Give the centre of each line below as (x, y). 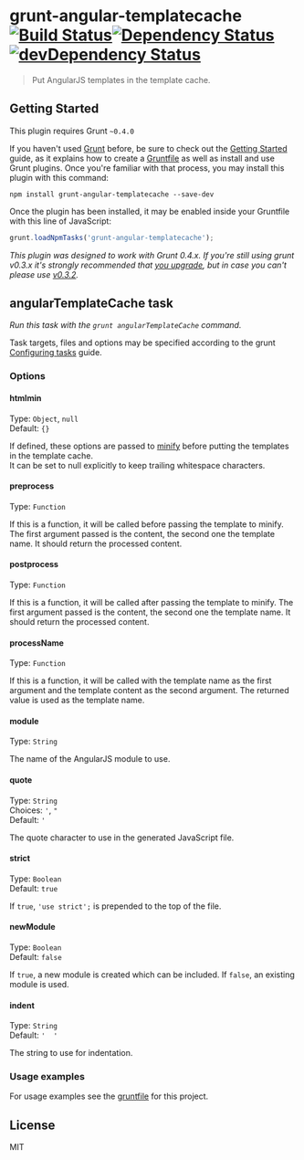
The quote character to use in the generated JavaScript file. (122, 838)
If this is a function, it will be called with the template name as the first (141, 680)
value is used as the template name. (77, 701)
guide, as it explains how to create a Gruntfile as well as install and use (142, 158)
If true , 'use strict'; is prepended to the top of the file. (115, 906)
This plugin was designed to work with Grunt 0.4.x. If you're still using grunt (152, 255)
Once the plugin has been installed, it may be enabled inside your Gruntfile (150, 211)
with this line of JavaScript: (61, 221)
